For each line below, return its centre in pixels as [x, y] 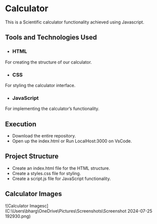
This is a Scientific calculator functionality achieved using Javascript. [75, 22]
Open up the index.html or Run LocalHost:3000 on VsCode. [72, 141]
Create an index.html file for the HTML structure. [61, 168]
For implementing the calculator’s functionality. [52, 109]
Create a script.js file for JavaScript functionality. [61, 179]
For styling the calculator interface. [40, 85]
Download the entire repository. [44, 136]
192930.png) [18, 216]
